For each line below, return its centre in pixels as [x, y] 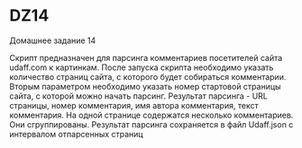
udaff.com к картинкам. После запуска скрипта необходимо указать [142, 67]
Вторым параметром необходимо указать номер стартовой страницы [145, 86]
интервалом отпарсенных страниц [76, 134]
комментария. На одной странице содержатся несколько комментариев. [151, 115]
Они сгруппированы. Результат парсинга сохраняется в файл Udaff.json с [151, 124]
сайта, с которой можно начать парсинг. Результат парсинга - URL [139, 96]
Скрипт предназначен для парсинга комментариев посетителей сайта [146, 57]
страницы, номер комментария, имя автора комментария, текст [134, 105]
